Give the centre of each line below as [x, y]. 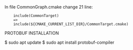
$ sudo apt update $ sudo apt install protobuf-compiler [59, 42]
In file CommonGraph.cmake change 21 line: [49, 7]
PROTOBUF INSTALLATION [32, 33]
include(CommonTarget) [36, 16]
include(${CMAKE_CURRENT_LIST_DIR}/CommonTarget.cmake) [71, 24]
